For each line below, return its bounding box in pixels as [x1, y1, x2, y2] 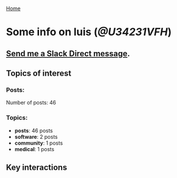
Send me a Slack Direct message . [6, 48, 130, 58]
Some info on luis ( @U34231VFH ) [6, 26, 172, 39]
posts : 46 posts [14, 127, 53, 134]
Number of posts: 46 [6, 99, 57, 106]
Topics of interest [6, 68, 72, 78]
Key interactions [6, 162, 67, 172]
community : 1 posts [14, 139, 63, 146]
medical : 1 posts [14, 145, 54, 152]
